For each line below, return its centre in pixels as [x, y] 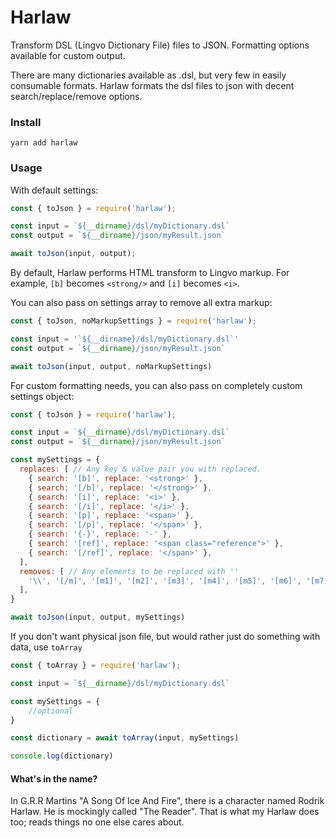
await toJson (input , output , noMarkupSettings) [111, 366]
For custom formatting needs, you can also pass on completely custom [156, 385]
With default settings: [54, 190]
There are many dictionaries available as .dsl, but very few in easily [148, 75]
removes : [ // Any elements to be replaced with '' [129, 571]
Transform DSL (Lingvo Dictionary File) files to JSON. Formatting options [160, 45]
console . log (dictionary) [62, 756]
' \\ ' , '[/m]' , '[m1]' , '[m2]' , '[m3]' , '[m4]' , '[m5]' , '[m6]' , [165, 581]
